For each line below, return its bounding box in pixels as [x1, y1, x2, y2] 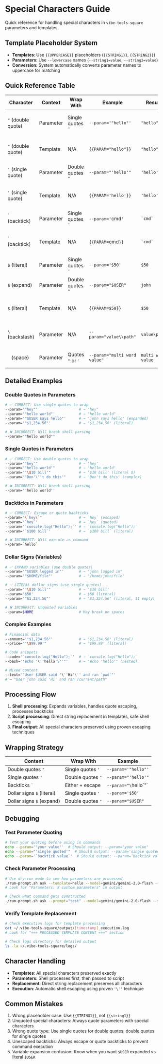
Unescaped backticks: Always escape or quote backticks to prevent [12, 1039, 148, 1044]
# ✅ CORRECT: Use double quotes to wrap [5, 456, 89, 461]
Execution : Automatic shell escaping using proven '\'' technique [12, 985, 144, 991]
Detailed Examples [5, 376, 63, 385]
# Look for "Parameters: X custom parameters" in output [5, 885, 123, 890]
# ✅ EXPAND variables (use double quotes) [5, 565, 93, 570]
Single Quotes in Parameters [5, 445, 74, 452]
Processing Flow [5, 690, 57, 698]
